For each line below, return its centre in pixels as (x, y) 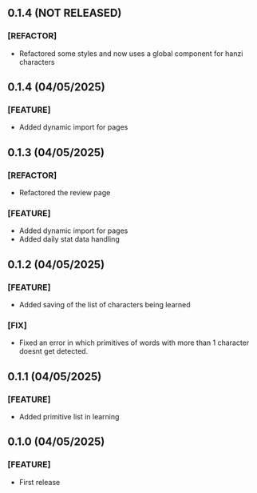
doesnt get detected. (53, 351)
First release (40, 482)
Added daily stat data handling (69, 239)
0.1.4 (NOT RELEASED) (65, 13)
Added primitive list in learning (69, 417)
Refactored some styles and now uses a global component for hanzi (131, 53)
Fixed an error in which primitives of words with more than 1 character (134, 343)
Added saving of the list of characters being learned (105, 305)
